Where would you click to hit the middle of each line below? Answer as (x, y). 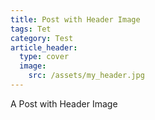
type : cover (44, 57)
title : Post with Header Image (75, 19)
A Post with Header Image (64, 103)
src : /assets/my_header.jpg (86, 76)
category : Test (42, 38)
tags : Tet (31, 29)
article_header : (44, 47)
